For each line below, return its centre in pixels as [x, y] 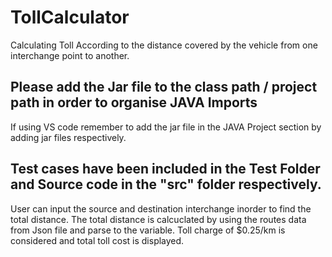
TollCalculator [70, 17]
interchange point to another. [70, 55]
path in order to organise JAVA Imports [134, 102]
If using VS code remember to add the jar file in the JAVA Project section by [166, 127]
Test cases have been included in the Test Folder [165, 169]
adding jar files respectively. [68, 137]
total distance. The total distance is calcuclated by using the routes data [158, 219]
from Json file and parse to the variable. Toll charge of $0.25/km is [148, 230]
